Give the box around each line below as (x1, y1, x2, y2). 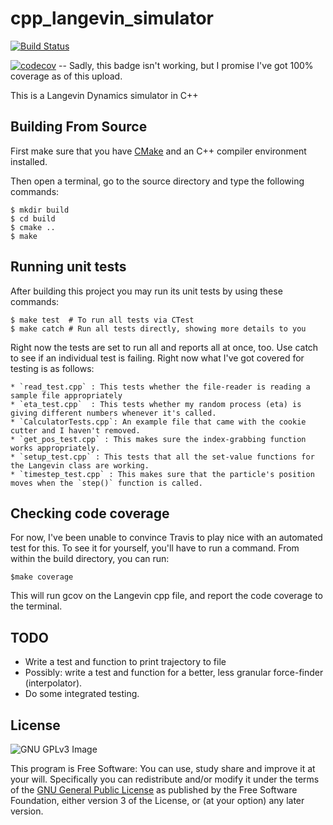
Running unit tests (10, 258, 127, 276)
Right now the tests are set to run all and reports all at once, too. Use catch (10, 341, 319, 353)
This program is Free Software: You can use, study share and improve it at (10, 763, 316, 774)
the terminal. (10, 600, 63, 612)
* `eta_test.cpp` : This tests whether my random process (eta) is (10, 399, 302, 409)
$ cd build (10, 213, 56, 224)
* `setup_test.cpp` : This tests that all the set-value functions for (10, 452, 315, 462)
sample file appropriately (10, 390, 123, 401)
